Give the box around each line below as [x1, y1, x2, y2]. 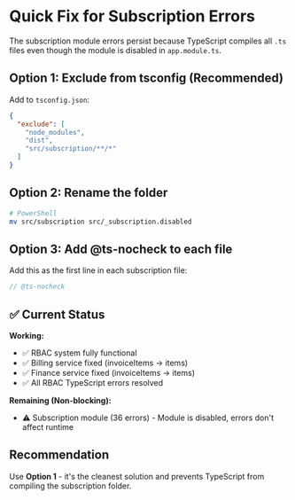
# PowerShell [9, 208, 58, 218]
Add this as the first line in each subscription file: [9, 265, 188, 276]
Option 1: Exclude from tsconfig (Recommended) [9, 71, 283, 86]
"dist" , [25, 136, 53, 145]
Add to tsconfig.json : [9, 94, 90, 105]
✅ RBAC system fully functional [21, 348, 137, 358]
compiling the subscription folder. [9, 480, 132, 491]
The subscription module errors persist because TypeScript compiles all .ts [9, 35, 287, 46]
